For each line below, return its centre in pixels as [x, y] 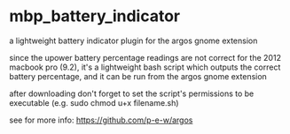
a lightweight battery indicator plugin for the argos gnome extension [133, 41]
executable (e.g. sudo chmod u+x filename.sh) [94, 102]
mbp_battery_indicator [94, 16]
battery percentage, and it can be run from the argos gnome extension [138, 76]
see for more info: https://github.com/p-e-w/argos [101, 120]
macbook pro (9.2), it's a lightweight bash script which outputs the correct [145, 67]
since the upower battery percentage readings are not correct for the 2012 [145, 57]
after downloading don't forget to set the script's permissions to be [132, 93]
